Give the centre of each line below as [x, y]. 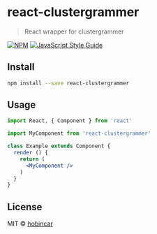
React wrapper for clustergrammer [74, 31]
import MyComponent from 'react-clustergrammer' [79, 133]
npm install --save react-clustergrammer [68, 83]
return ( [32, 159]
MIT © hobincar [30, 224]
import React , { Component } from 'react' [70, 121]
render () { [31, 153]
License [25, 207]
